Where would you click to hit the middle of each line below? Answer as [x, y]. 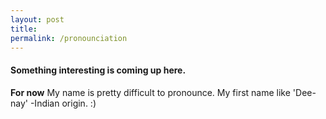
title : [24, 29]
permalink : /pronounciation [69, 38]
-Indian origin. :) [63, 103]
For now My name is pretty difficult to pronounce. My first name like [150, 92]
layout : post [37, 19]
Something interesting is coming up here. [98, 70]
